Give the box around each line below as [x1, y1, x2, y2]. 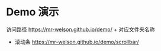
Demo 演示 [6, 5, 59, 19]
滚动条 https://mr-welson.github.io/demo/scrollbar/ [14, 38, 139, 45]
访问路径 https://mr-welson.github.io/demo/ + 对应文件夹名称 [6, 26, 155, 33]
